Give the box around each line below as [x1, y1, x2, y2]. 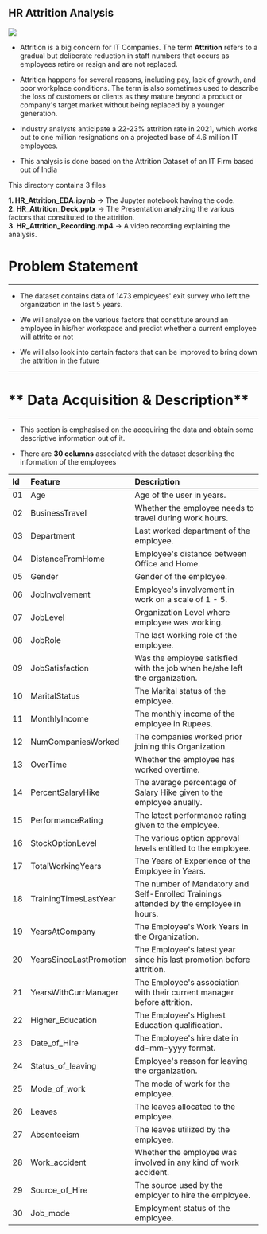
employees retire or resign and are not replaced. [19, 59, 178, 68]
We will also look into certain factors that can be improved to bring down [19, 347, 257, 356]
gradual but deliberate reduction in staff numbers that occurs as [19, 51, 230, 60]
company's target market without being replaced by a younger [19, 99, 225, 110]
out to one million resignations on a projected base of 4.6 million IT [19, 132, 238, 142]
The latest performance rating [134, 809, 246, 820]
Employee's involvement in [134, 584, 234, 595]
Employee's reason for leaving [134, 1055, 248, 1066]
